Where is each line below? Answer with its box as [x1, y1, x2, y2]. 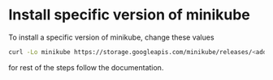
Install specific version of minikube [8, 6, 250, 24]
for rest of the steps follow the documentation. [8, 62, 164, 72]
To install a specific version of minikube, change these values [8, 32, 214, 42]
